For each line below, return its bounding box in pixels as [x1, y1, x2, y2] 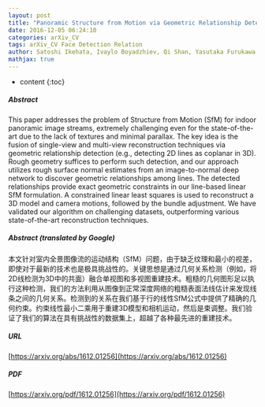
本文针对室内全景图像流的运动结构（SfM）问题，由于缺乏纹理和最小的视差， [8, 253, 256, 264]
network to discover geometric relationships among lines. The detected [8, 173, 241, 183]
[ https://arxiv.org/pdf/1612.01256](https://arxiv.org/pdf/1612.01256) [8, 389, 226, 398]
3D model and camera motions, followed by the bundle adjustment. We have [8, 198, 256, 208]
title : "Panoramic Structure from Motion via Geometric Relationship [8, 19, 242, 27]
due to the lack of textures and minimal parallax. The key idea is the [18, 131, 239, 141]
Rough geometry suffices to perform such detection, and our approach [8, 157, 239, 166]
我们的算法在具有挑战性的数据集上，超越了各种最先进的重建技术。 [21, 313, 237, 323]
